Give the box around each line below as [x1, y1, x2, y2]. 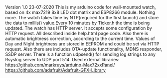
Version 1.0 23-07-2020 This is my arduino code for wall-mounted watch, [5, 4, 156, 10]
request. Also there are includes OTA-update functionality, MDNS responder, [5, 46, 163, 52]
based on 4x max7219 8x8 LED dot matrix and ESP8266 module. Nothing [5, 9, 156, 15]
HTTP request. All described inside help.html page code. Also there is [5, 31, 149, 36]
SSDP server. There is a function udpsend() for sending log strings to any [5, 51, 156, 57]
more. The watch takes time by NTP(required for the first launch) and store [5, 15, 159, 20]
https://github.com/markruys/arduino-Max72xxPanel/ [5, 62, 115, 68]
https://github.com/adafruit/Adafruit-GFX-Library [5, 67, 106, 73]
